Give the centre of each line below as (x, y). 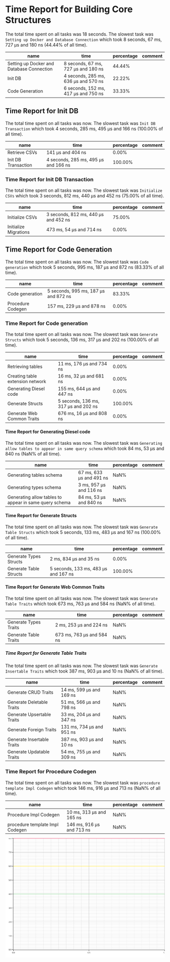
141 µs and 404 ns (66, 152)
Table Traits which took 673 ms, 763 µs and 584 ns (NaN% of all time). (80, 604)
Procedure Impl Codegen (33, 815)
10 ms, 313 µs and (86, 812)
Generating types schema (34, 487)
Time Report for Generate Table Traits (46, 653)
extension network (27, 382)
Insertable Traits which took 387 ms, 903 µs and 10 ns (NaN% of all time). (84, 671)
